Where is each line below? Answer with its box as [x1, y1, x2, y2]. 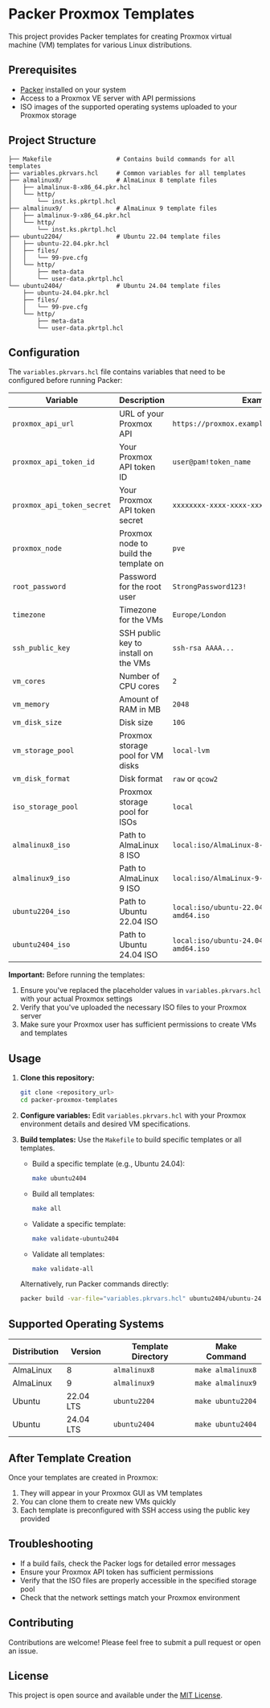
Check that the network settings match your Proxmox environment [19, 1592, 240, 1602]
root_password [12, 582, 67, 591]
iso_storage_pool [12, 802, 79, 812]
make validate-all [31, 1265, 94, 1273]
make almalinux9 [194, 1379, 257, 1388]
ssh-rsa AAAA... [172, 644, 235, 652]
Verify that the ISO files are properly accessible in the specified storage [19, 1575, 257, 1585]
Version [71, 1346, 102, 1357]
